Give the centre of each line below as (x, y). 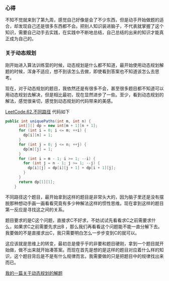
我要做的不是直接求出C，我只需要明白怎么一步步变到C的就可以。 (72, 233)
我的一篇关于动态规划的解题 (34, 273)
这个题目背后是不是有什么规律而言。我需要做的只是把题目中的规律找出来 (89, 256)
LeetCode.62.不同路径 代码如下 (38, 111)
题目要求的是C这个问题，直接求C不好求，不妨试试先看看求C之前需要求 (78, 220)
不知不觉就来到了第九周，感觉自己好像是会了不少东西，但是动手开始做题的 (82, 20)
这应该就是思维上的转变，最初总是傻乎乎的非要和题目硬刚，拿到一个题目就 (82, 243)
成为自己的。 (23, 39)
